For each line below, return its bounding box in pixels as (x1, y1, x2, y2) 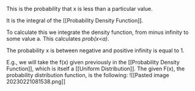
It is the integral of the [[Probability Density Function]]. (6, 17, 144, 24)
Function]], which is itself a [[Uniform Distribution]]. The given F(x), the (6, 65, 185, 72)
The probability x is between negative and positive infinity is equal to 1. (6, 47, 185, 54)
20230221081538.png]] (6, 78, 66, 85)
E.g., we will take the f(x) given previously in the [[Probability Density (6, 59, 180, 66)
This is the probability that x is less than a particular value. (6, 5, 153, 12)
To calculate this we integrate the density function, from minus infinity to (6, 29, 189, 36)
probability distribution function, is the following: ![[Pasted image (6, 72, 169, 78)
